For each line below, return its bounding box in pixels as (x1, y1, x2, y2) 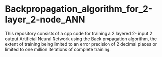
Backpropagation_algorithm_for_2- (5, 3, 153, 15)
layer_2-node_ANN (5, 14, 85, 25)
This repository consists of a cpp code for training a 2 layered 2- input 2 (5, 30, 153, 36)
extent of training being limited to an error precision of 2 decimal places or (5, 41, 157, 47)
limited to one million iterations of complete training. (5, 46, 111, 52)
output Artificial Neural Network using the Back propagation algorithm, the (5, 36, 157, 42)
